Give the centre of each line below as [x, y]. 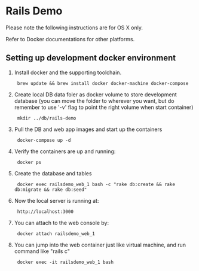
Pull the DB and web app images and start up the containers [88, 129]
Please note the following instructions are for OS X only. [74, 28]
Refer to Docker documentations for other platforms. [70, 39]
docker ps [29, 162]
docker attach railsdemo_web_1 [56, 234]
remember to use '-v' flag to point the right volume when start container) [104, 107]
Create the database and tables [53, 173]
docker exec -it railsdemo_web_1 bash [65, 262]
